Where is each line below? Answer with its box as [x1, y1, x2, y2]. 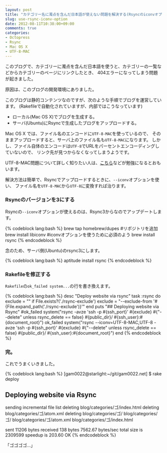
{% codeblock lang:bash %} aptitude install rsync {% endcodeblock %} [5, 257, 152, 263]
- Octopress [5, 35, 30, 40]
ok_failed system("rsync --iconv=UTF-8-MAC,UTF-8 [44, 320, 153, 326]
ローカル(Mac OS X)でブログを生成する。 [12, 113, 97, 119]
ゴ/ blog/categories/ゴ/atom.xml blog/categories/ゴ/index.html [5, 417, 133, 423]
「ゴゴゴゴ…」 [5, 443, 36, 449]
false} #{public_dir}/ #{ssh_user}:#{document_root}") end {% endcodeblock [5, 330, 162, 336]
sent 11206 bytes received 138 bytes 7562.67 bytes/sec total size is [5, 427, 143, 433]
